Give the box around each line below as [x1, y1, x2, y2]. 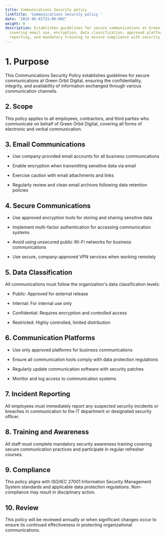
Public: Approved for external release [12, 291, 88, 297]
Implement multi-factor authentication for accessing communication [12, 224, 151, 230]
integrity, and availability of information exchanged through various [5, 82, 142, 89]
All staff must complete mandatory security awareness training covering [5, 441, 152, 447]
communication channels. [5, 88, 58, 94]
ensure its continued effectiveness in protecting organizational [5, 522, 132, 528]
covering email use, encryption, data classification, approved [9, 30, 145, 35]
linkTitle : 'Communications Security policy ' [5, 12, 103, 17]
